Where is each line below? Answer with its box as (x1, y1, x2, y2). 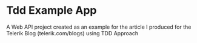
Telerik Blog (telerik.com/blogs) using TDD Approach (6, 29, 138, 36)
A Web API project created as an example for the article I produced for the (6, 23, 192, 30)
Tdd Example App (6, 4, 97, 17)
